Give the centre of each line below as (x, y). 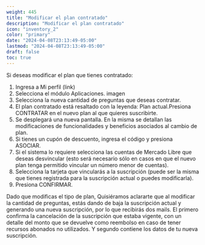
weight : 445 (21, 12)
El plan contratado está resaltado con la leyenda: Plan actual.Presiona (103, 106)
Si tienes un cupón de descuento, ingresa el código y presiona (94, 139)
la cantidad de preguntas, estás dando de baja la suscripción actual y (94, 203)
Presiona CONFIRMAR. (44, 184)
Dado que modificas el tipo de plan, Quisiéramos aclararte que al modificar (101, 196)
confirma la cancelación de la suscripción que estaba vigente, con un (94, 216)
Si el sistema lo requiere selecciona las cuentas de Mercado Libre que (103, 152)
